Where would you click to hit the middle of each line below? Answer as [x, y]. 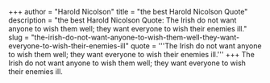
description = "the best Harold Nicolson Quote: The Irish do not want [123, 20]
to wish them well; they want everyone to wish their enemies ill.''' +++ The [132, 54]
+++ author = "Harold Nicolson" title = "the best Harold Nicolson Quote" [128, 12]
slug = [19, 37]
